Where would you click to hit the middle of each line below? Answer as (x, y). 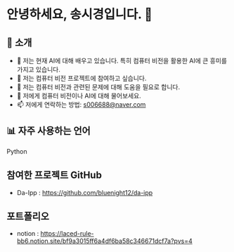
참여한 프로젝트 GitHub (54, 175)
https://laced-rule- (67, 234)
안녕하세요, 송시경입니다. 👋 (79, 14)
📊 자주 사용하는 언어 (48, 131)
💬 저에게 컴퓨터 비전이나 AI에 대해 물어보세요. (79, 96)
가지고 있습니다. (38, 69)
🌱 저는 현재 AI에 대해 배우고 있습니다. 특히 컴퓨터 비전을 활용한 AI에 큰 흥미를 (122, 61)
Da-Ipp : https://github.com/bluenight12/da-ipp (85, 192)
